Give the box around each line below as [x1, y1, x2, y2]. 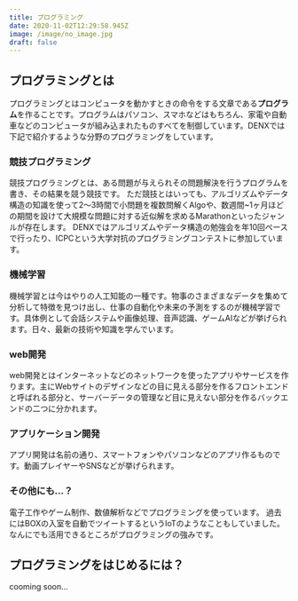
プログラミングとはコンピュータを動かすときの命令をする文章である [9, 99, 258, 109]
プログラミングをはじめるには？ [9, 557, 184, 573]
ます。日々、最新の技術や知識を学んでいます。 [9, 323, 179, 334]
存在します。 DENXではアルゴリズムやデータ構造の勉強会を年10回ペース [24, 222, 288, 233]
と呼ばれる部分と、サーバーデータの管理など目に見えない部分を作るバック [9, 391, 281, 402]
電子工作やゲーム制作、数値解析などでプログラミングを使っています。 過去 [9, 507, 282, 518]
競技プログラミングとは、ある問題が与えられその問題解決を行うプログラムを [9, 178, 289, 188]
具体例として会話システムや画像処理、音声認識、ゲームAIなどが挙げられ [23, 312, 287, 323]
